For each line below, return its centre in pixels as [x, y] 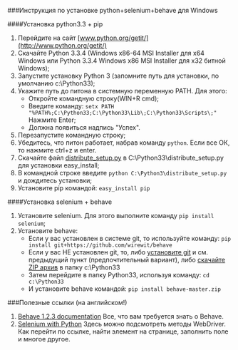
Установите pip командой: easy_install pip [84, 188]
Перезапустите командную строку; [72, 135]
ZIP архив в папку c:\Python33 [74, 267]
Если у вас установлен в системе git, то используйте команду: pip [130, 238]
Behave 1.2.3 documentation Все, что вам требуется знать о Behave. [121, 316]
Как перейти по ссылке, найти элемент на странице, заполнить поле [123, 331]
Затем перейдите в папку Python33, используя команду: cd [119, 275]
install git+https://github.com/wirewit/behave [100, 245]
